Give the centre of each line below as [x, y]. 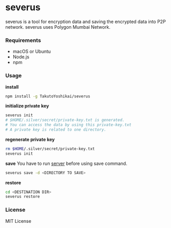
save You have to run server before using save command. [66, 163]
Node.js [21, 57]
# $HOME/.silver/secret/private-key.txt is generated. [65, 120]
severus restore [23, 197]
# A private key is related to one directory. [56, 130]
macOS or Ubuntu [32, 51]
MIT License [18, 221]
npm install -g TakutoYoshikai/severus [48, 96]
